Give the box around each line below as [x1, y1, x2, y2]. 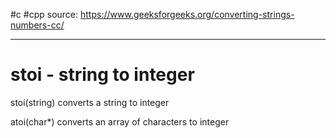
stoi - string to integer [10, 64, 195, 86]
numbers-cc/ [10, 19, 65, 31]
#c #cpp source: [10, 9, 79, 20]
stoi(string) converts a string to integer [10, 96, 170, 108]
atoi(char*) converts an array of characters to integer [10, 115, 230, 128]
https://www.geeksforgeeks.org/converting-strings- [79, 9, 295, 20]
